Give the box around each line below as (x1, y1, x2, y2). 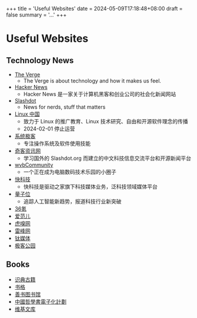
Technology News (6, 55, 74, 65)
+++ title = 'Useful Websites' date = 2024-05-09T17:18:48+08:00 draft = (6, 5, 183, 12)
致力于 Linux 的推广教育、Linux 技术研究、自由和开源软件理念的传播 (23, 118, 188, 124)
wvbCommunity (14, 162, 54, 168)
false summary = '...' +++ (6, 11, 67, 18)
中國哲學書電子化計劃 (14, 298, 66, 305)
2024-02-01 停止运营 (23, 125, 75, 132)
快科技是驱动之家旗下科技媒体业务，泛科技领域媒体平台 (23, 183, 158, 190)
